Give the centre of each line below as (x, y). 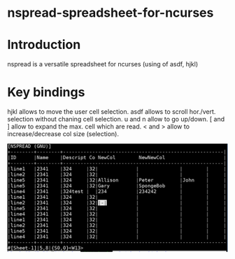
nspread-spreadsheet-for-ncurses (111, 13)
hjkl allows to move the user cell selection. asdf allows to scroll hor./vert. (112, 112)
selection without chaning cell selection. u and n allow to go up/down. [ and (116, 119)
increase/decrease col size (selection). (63, 134)
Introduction (44, 45)
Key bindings (46, 92)
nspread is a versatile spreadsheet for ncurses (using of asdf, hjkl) (103, 64)
